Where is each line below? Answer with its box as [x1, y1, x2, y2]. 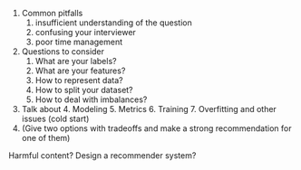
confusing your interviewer [34, 27, 137, 37]
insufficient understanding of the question [34, 17, 192, 28]
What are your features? [34, 65, 126, 76]
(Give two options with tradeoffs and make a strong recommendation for [21, 123, 292, 134]
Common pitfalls [21, 8, 83, 18]
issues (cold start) [21, 113, 90, 124]
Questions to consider [21, 46, 105, 57]
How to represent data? [34, 75, 123, 85]
